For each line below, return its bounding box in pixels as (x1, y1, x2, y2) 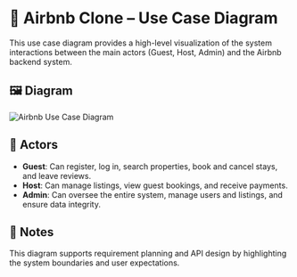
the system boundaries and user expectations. (9, 257, 180, 268)
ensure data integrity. (21, 199, 101, 209)
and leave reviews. (21, 170, 92, 181)
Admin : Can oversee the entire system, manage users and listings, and (21, 189, 284, 200)
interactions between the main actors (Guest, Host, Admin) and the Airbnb (9, 46, 283, 57)
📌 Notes (9, 224, 54, 240)
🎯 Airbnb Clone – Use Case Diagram (9, 8, 278, 29)
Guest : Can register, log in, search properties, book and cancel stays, (21, 160, 278, 172)
